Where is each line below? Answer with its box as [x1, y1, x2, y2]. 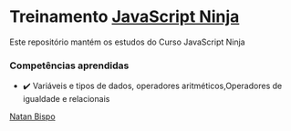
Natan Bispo [9, 111, 57, 122]
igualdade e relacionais [22, 94, 110, 105]
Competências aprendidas [9, 59, 130, 72]
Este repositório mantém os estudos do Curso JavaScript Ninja [9, 36, 245, 47]
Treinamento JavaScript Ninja [9, 6, 240, 27]
